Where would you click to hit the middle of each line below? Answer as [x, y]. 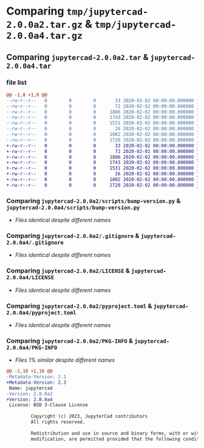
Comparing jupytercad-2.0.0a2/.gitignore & [73, 236]
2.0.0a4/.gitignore [35, 242]
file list [17, 82]
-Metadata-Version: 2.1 [36, 377]
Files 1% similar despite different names [65, 360]
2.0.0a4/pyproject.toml [42, 313]
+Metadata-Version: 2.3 [36, 382]
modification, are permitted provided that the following [106, 439]
